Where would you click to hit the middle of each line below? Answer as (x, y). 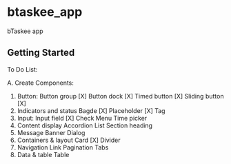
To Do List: (22, 69)
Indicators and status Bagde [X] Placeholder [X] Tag (91, 110)
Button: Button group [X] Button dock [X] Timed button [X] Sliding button (120, 96)
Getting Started (41, 53)
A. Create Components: (41, 83)
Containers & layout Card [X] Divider (69, 140)
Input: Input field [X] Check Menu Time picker (82, 118)
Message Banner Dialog (51, 132)
